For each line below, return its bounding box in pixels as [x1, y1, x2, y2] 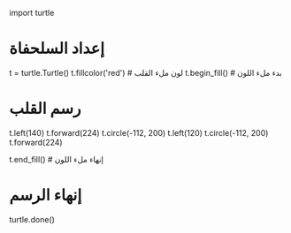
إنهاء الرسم [9, 185, 82, 206]
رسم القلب [9, 99, 81, 118]
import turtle [9, 8, 55, 18]
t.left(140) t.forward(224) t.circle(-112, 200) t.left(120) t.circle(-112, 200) [9, 127, 269, 138]
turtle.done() [9, 214, 56, 224]
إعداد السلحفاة [9, 39, 105, 58]
